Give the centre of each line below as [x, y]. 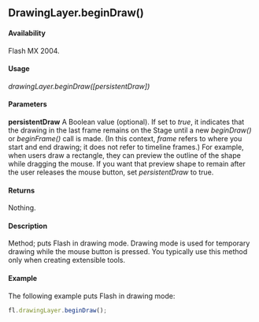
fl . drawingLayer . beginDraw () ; [58, 310]
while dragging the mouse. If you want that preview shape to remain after [127, 164]
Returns [22, 190]
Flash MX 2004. [34, 51]
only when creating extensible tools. [67, 260]
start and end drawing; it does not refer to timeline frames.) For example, [126, 147]
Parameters [28, 104]
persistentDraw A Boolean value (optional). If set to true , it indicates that [126, 122]
